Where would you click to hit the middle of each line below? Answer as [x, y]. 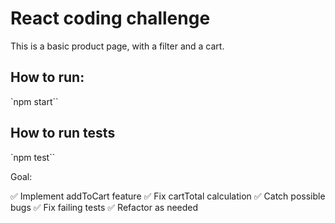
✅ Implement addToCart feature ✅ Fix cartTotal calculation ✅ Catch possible [168, 196]
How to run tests [63, 133]
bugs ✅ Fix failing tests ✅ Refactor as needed [104, 207]
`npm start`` [34, 101]
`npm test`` [33, 157]
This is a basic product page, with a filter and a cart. [117, 46]
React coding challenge [110, 18]
